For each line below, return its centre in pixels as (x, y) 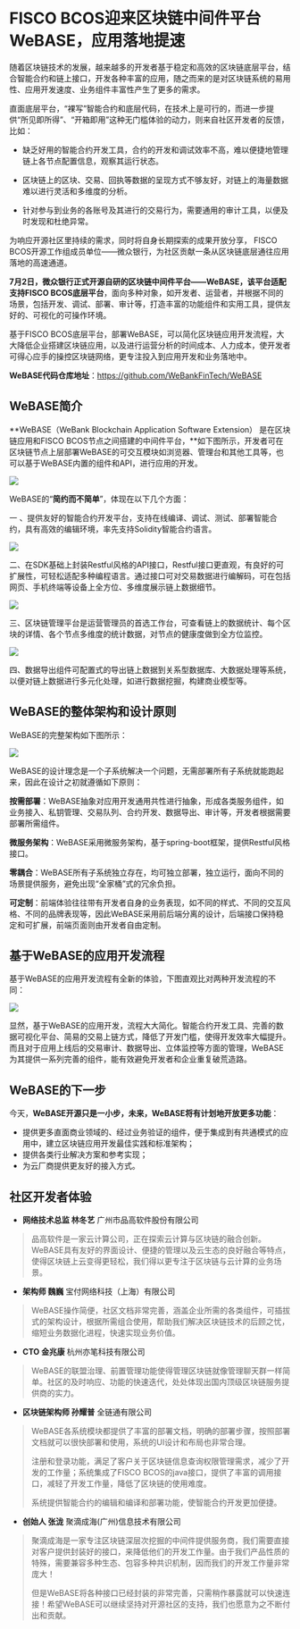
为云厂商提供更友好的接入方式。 (81, 1166)
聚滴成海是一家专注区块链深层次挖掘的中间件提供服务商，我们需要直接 (160, 1541)
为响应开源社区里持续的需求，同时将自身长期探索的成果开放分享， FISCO (143, 240)
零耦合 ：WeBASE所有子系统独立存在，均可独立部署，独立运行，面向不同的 (146, 872)
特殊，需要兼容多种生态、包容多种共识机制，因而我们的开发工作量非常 (160, 1563)
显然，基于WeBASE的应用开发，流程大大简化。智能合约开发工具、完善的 (143, 1026)
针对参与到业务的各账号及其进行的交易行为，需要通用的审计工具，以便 (151, 210)
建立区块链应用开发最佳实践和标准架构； (120, 1144)
